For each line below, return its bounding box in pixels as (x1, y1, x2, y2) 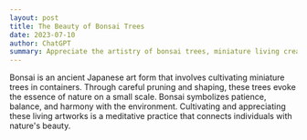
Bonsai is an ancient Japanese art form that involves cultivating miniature (9, 72, 285, 83)
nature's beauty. (9, 120, 71, 132)
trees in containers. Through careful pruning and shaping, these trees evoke (9, 82, 297, 93)
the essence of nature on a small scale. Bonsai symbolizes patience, (9, 92, 267, 103)
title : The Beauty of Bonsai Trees (9, 22, 145, 31)
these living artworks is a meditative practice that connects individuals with (9, 111, 292, 122)
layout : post (9, 13, 59, 23)
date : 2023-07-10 (9, 30, 76, 39)
